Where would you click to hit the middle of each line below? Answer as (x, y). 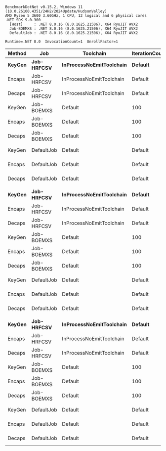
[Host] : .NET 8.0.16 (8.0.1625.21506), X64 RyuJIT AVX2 (74, 24)
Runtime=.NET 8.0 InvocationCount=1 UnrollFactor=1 (62, 42)
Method (17, 53)
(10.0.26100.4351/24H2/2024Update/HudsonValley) (56, 11)
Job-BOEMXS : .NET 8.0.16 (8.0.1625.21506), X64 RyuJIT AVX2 (74, 29)
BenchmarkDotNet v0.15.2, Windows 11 (44, 7)
